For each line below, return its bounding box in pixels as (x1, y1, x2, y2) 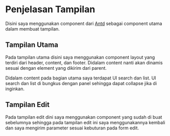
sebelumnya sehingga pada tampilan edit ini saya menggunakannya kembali (5, 119, 165, 125)
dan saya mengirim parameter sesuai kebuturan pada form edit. (5, 125, 139, 131)
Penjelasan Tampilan (5, 4, 95, 15)
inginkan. (5, 86, 25, 92)
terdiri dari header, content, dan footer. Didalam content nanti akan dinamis (5, 60, 163, 66)
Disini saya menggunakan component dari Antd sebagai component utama (5, 20, 162, 26)
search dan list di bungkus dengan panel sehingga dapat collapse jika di (5, 80, 157, 86)
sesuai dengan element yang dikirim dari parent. (5, 65, 107, 71)
